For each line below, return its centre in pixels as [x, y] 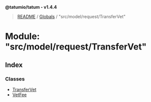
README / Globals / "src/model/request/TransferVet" [71, 16]
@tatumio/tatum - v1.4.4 [31, 7]
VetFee [19, 95]
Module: [22, 37]
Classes [15, 79]
